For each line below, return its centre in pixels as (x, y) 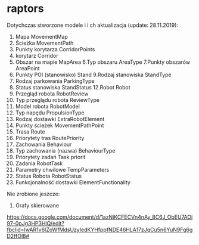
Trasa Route (30, 131)
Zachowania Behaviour (43, 144)
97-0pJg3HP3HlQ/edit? (36, 223)
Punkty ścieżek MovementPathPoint (60, 125)
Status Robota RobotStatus (49, 176)
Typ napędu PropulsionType (50, 113)
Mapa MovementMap (41, 36)
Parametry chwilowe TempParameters (62, 169)
